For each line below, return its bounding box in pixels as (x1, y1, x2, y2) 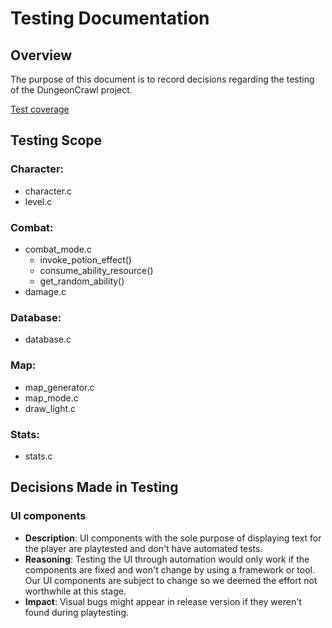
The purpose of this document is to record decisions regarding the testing (10, 73, 315, 85)
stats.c (24, 450, 53, 462)
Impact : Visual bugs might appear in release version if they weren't (24, 595, 302, 607)
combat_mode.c (24, 243, 92, 255)
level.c (24, 195, 53, 207)
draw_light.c (24, 402, 77, 414)
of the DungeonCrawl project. (10, 84, 133, 96)
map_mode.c (24, 392, 79, 404)
